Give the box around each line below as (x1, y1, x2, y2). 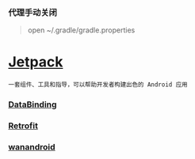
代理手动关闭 (8, 6, 58, 17)
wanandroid (8, 142, 55, 152)
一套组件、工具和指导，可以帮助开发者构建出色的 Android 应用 (8, 81, 188, 89)
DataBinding (8, 99, 57, 110)
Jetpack (8, 53, 63, 71)
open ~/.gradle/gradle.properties (27, 25, 136, 35)
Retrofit (8, 120, 38, 131)
